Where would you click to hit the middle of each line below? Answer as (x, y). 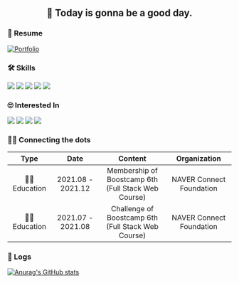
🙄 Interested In (33, 105)
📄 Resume (25, 33)
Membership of (132, 170)
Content (133, 159)
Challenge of (133, 208)
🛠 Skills (21, 68)
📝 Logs (20, 257)
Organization (199, 159)
